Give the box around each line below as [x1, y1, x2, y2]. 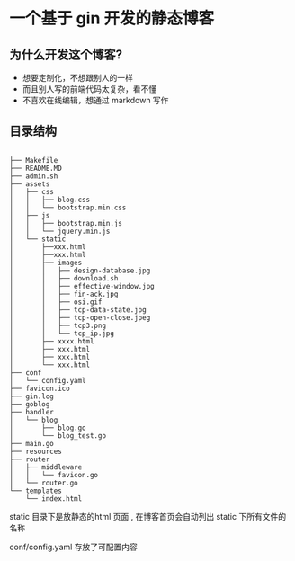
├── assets [9, 179, 50, 189]
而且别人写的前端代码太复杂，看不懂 [22, 84, 157, 94]
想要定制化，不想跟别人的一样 [22, 73, 133, 83]
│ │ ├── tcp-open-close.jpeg [9, 313, 151, 322]
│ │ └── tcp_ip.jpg [9, 329, 115, 338]
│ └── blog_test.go [9, 431, 106, 441]
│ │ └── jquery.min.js [9, 227, 111, 236]
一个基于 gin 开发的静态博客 [9, 8, 214, 29]
